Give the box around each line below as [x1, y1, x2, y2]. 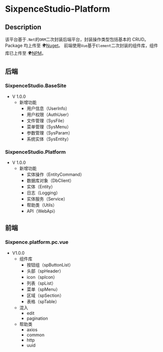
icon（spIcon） [26, 274, 57, 280]
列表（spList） [26, 280, 56, 286]
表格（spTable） [26, 298, 60, 304]
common [26, 331, 45, 338]
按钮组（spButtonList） [26, 262, 73, 267]
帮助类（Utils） [26, 202, 57, 208]
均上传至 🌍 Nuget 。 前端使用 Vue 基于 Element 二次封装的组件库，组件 [23, 43, 158, 48]
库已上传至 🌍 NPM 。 [5, 50, 46, 56]
